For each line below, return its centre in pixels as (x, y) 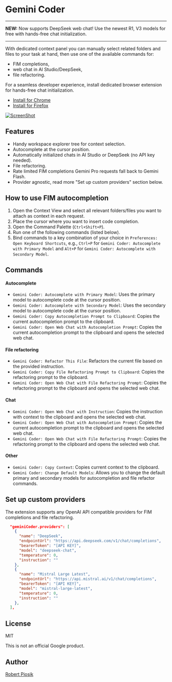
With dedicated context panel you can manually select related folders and (83, 48)
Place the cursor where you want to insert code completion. (76, 221)
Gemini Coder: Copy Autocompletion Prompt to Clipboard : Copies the (86, 316)
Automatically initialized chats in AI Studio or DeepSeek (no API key (84, 155)
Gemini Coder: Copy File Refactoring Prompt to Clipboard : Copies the (89, 372)
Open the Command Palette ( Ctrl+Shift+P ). (59, 227)
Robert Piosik (19, 674)
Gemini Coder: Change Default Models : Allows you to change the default (89, 473)
